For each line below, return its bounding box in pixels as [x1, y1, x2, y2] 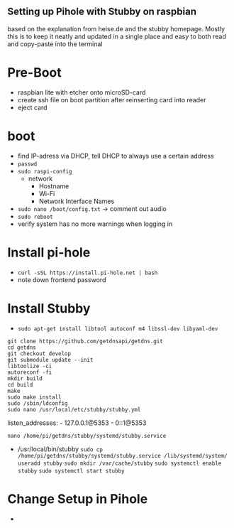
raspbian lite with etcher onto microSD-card [17, 88, 146, 97]
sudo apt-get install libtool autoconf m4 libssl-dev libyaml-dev [17, 325, 218, 333]
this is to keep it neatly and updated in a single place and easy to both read [7, 32, 227, 41]
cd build [7, 381, 33, 388]
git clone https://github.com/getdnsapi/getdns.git [7, 338, 163, 345]
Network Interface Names [38, 197, 115, 205]
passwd [17, 160, 38, 168]
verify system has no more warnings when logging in [17, 220, 173, 228]
